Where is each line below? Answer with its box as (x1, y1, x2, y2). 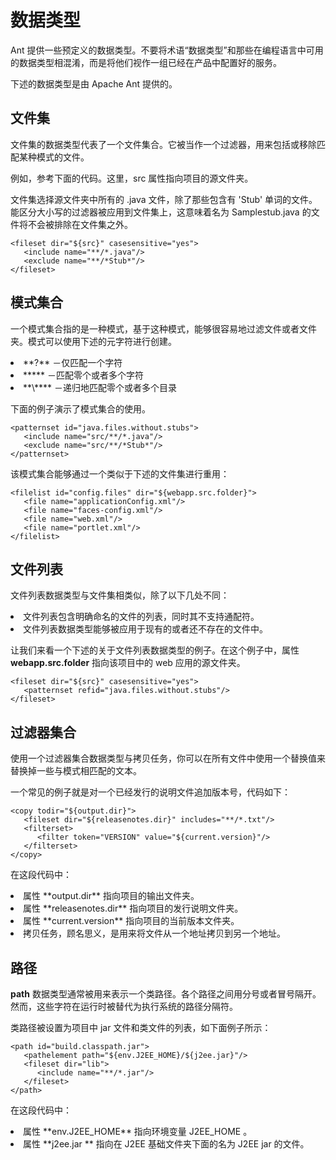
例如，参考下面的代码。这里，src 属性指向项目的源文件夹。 (10, 172, 254, 184)
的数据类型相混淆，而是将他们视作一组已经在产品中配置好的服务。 (10, 56, 282, 68)
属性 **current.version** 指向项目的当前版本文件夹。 (23, 915, 240, 927)
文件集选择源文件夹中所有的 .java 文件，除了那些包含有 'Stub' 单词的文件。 (10, 193, 318, 205)
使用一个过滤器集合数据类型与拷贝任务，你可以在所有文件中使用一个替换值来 (10, 752, 326, 765)
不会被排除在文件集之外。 (27, 218, 133, 230)
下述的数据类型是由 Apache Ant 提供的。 (10, 77, 178, 90)
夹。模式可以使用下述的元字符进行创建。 (10, 335, 177, 347)
